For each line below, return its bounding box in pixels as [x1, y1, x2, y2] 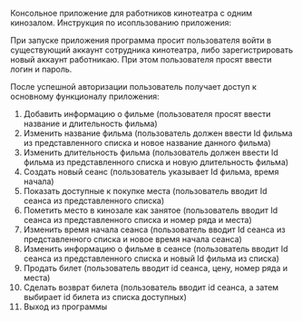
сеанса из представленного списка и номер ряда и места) [23, 215, 252, 225]
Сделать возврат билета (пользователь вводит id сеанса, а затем [23, 282, 279, 293]
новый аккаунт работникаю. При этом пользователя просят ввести [10, 54, 272, 64]
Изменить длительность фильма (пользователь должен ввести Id [23, 147, 279, 158]
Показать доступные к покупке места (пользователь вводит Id [23, 186, 268, 196]
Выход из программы [23, 301, 108, 312]
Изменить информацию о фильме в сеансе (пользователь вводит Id [23, 244, 288, 254]
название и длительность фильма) [23, 118, 158, 129]
